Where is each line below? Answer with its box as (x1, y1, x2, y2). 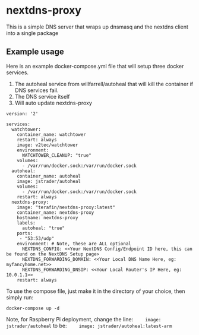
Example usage (6, 47, 64, 57)
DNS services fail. (14, 87, 59, 94)
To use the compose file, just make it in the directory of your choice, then (6, 287, 185, 295)
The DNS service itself (14, 93, 70, 100)
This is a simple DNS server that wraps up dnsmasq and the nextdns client (6, 23, 189, 30)
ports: (17, 230, 33, 236)
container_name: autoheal (17, 173, 81, 179)
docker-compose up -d (6, 305, 60, 311)
